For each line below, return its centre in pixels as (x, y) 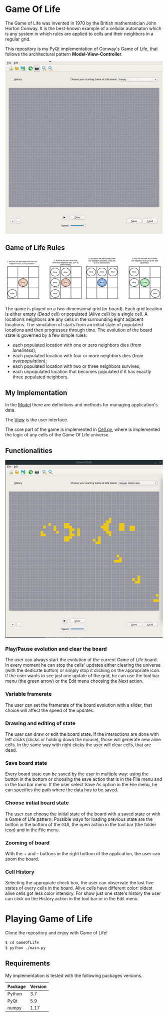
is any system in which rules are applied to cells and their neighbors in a (79, 34)
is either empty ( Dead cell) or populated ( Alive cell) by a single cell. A (76, 314)
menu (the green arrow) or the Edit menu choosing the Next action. (74, 681)
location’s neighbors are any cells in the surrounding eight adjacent (74, 319)
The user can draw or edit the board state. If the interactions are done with (82, 734)
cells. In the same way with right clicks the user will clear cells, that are (78, 745)
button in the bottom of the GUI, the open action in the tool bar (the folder (81, 824)
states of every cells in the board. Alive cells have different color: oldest (79, 888)
